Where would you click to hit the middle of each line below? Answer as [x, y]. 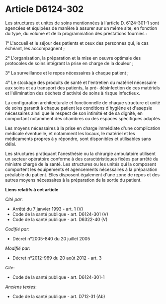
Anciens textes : [21, 287]
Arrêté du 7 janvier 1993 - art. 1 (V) [48, 209]
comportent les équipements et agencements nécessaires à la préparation [81, 169]
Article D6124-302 [44, 9]
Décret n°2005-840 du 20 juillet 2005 [51, 238]
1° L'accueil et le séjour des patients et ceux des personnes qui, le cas [77, 43]
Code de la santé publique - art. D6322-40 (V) [60, 219]
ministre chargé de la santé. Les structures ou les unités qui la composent [81, 164]
